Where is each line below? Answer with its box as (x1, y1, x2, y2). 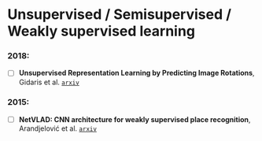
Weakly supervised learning (7, 22, 196, 40)
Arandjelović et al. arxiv (18, 124, 98, 133)
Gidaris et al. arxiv (18, 77, 79, 87)
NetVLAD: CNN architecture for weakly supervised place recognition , (18, 114, 251, 124)
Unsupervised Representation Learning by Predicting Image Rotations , (18, 69, 255, 78)
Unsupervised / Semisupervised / (7, 6, 232, 24)
